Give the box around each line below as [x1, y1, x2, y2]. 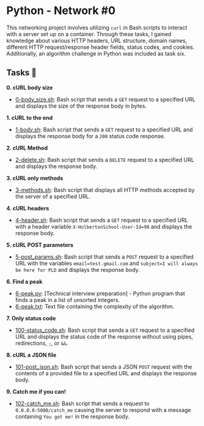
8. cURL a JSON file [6, 351, 57, 358]
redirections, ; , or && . [15, 339, 68, 347]
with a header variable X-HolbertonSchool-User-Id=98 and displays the [15, 222, 192, 230]
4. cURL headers [6, 204, 49, 211]
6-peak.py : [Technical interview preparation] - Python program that [15, 290, 185, 297]
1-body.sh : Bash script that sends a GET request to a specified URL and [15, 126, 193, 133]
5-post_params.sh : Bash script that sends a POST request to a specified [15, 253, 194, 260]
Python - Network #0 [6, 4, 116, 18]
